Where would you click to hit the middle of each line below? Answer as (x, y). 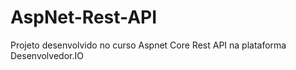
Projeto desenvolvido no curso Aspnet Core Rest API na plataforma (148, 45)
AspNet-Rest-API (84, 17)
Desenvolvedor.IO (47, 55)
